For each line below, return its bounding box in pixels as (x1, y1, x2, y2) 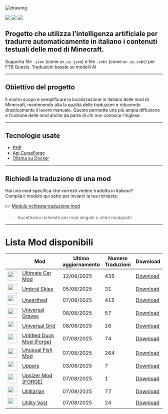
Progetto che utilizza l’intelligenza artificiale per (5, 29, 158, 38)
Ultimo (73, 255, 89, 262)
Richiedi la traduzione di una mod (5, 174, 111, 183)
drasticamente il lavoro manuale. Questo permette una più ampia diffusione (5, 107, 160, 113)
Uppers (22, 362, 40, 369)
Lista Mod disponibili (5, 237, 93, 248)
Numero (107, 255, 128, 262)
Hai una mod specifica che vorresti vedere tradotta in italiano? (5, 187, 133, 194)
